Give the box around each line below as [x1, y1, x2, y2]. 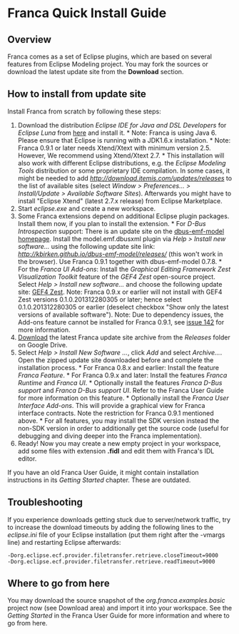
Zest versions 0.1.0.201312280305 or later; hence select [17, 295, 182, 304]
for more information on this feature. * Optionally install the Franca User [17, 394, 230, 402]
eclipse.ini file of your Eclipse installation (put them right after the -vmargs [7, 530, 225, 539]
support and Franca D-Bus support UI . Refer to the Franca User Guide [17, 386, 224, 394]
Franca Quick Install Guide [7, 5, 167, 21]
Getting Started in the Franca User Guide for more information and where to [7, 611, 230, 620]
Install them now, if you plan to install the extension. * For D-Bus [17, 219, 206, 227]
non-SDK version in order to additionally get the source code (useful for [17, 424, 229, 432]
